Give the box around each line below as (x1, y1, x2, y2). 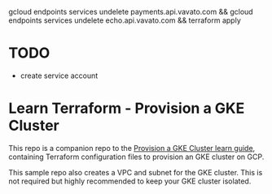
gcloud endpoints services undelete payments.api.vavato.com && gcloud (8, 7, 254, 16)
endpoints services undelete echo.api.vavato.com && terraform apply (8, 15, 242, 25)
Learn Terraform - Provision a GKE (8, 99, 245, 118)
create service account (20, 71, 99, 80)
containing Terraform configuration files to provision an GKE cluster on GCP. (8, 152, 265, 162)
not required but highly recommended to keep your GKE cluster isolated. (8, 176, 252, 186)
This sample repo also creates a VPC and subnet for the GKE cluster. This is (8, 167, 263, 177)
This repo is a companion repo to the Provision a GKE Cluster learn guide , (8, 143, 256, 153)
